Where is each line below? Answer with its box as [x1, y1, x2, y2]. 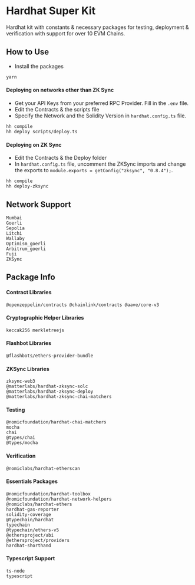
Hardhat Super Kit [6, 4, 96, 18]
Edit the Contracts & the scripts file [14, 106, 100, 113]
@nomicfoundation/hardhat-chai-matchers [6, 419, 107, 425]
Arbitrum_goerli [6, 246, 46, 252]
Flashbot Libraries [6, 340, 52, 347]
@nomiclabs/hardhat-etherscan [6, 465, 81, 471]
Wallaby [6, 235, 25, 241]
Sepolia [6, 225, 25, 231]
